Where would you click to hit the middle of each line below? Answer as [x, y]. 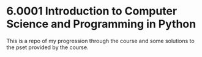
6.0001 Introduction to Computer [92, 11]
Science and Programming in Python [101, 24]
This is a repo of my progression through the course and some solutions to [100, 41]
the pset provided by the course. [47, 47]
